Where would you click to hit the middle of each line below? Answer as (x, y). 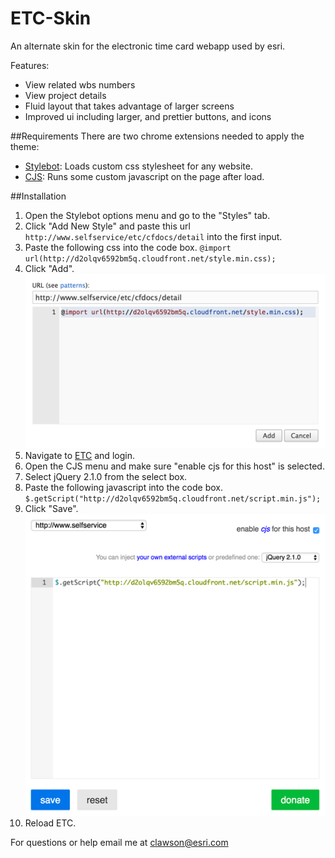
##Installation (38, 196)
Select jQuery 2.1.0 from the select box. (106, 477)
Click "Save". (51, 509)
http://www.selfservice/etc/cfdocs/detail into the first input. (153, 236)
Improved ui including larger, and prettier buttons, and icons (148, 116)
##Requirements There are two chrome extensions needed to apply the (157, 136)
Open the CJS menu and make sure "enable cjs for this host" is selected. (174, 466)
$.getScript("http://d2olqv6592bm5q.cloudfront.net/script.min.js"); (173, 499)
